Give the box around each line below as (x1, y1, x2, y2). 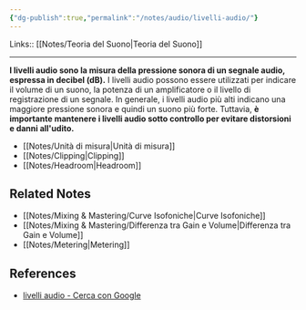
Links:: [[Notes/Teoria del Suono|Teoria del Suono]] (9, 38, 203, 49)
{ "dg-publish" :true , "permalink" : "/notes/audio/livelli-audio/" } (9, 13, 259, 23)
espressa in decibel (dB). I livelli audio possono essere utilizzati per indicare (9, 74, 297, 85)
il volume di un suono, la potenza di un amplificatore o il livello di (9, 84, 251, 95)
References (9, 265, 76, 281)
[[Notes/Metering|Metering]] (22, 239, 130, 251)
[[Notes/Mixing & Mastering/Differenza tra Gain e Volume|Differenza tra (22, 220, 291, 231)
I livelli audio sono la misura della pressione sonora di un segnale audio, (9, 65, 285, 76)
